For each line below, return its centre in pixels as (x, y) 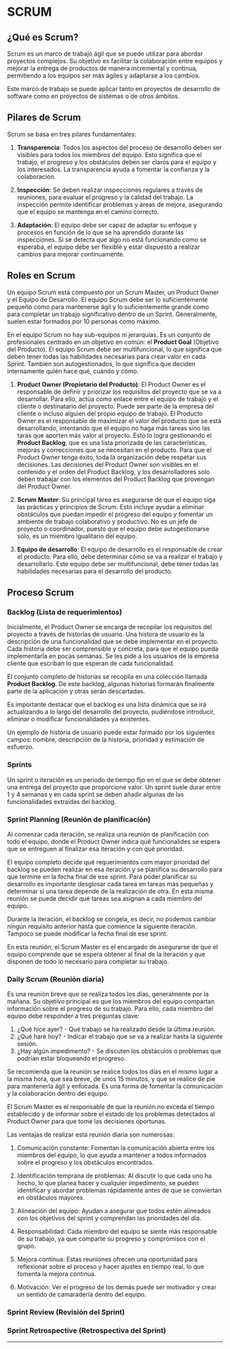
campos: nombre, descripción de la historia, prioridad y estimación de (106, 740)
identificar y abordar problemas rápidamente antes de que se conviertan (119, 1191)
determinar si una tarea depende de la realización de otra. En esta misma (110, 891)
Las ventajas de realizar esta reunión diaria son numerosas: (91, 1134)
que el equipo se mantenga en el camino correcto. (88, 211)
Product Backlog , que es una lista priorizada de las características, (112, 442)
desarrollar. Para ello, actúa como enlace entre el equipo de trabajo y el (118, 399)
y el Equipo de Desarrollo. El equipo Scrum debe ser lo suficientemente (107, 300)
